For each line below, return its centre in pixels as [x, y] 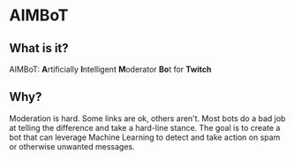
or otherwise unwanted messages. [72, 146]
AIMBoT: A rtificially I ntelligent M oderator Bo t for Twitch [110, 69]
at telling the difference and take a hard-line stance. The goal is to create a [145, 127]
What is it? [39, 48]
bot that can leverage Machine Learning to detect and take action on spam [145, 137]
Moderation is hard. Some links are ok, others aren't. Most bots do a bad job [147, 118]
